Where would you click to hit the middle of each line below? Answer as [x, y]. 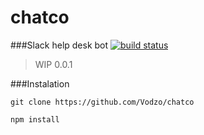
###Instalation [40, 83]
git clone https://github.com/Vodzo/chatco [102, 102]
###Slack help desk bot [59, 45]
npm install [35, 119]
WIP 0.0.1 [53, 64]
